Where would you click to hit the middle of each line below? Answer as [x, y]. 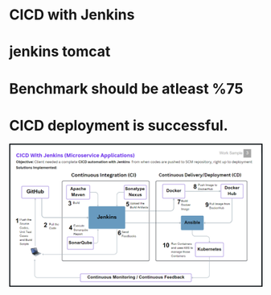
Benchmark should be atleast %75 [126, 88]
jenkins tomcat [60, 52]
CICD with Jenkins [72, 15]
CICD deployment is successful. [119, 125]
